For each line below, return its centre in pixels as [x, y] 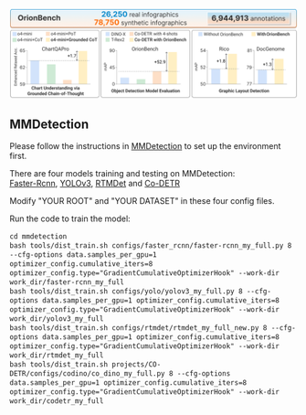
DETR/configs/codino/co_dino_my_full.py [88, 374]
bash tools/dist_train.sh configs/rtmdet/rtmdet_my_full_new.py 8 [138, 328]
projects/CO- [136, 365]
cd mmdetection [38, 237]
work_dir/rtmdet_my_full [57, 356]
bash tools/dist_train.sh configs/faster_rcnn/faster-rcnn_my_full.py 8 [151, 246]
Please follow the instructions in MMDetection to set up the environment [145, 146]
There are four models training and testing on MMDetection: [122, 174]
